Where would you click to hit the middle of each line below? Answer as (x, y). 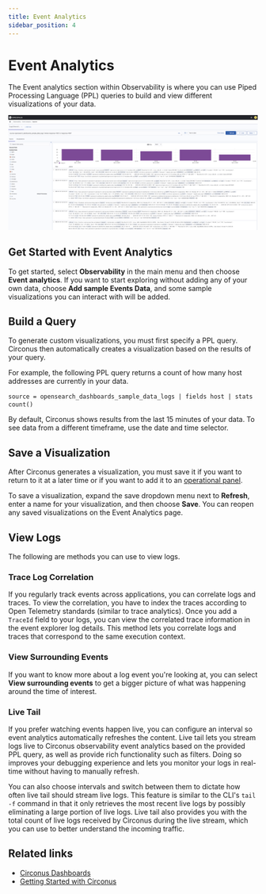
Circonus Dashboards (55, 873)
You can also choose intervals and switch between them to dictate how (124, 786)
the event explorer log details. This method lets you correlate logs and (122, 628)
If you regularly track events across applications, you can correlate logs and (132, 594)
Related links (41, 854)
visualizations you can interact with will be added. (89, 297)
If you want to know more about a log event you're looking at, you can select (133, 674)
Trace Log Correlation (51, 577)
